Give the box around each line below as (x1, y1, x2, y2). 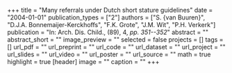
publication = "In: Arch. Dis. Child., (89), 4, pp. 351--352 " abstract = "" (7, 28, 208, 36)
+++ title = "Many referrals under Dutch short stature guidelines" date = (7, 6, 213, 14)
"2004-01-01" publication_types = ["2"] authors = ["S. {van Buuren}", (7, 13, 206, 22)
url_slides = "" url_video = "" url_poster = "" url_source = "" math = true (7, 50, 211, 58)
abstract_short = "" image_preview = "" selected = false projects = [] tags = (7, 35, 224, 44)
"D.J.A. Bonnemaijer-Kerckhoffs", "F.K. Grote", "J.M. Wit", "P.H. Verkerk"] (7, 21, 216, 29)
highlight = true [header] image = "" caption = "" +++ (7, 58, 160, 65)
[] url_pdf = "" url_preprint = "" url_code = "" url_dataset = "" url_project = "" (7, 43, 226, 51)
